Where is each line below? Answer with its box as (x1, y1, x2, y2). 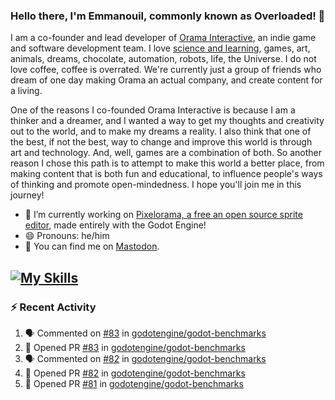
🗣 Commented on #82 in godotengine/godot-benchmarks (24, 352, 267, 364)
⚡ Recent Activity (10, 300, 97, 314)
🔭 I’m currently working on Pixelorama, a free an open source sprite (24, 209, 303, 221)
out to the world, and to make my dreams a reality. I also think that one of (10, 125, 312, 138)
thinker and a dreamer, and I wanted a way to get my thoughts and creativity (10, 115, 325, 127)
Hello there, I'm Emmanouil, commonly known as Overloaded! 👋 (10, 9, 326, 23)
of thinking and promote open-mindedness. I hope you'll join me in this (10, 179, 302, 191)
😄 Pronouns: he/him (24, 230, 110, 242)
